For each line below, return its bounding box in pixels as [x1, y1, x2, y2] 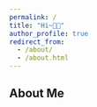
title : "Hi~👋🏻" [9, 21, 65, 30]
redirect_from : [9, 37, 65, 46]
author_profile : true [9, 29, 89, 38]
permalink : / [9, 12, 57, 22]
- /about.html [17, 53, 69, 62]
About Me [9, 86, 64, 101]
